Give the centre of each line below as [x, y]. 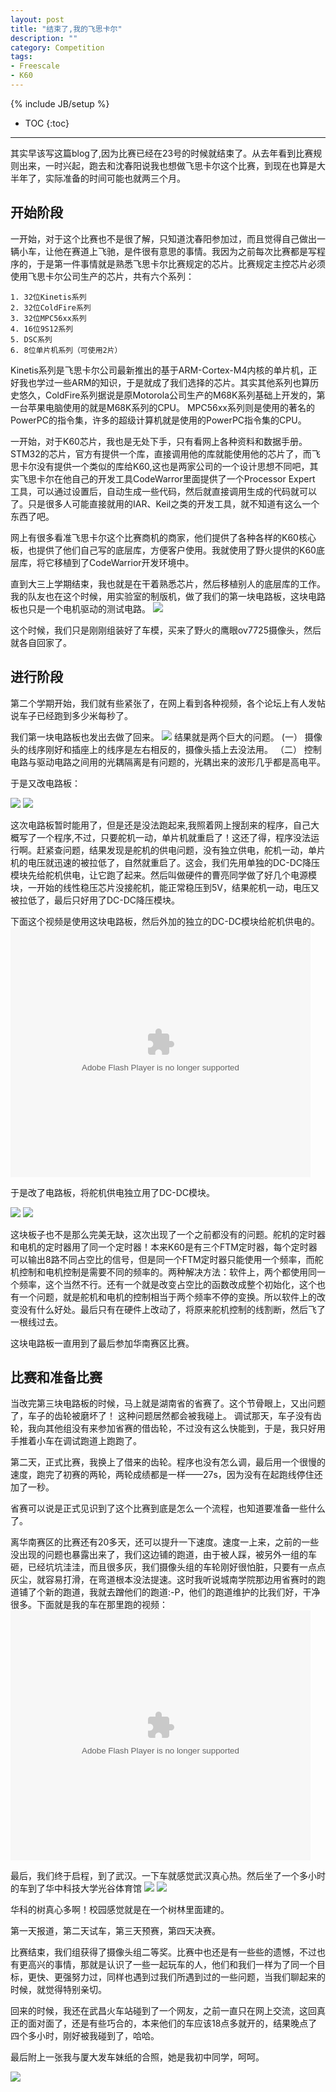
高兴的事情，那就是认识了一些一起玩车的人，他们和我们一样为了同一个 [172, 1965]
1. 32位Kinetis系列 [48, 297]
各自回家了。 [45, 642]
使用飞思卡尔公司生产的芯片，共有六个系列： [102, 276]
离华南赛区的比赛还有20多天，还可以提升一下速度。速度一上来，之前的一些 [165, 1542]
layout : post [37, 19]
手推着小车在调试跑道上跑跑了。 [76, 1441]
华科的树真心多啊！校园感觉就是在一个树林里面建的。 [120, 1910]
